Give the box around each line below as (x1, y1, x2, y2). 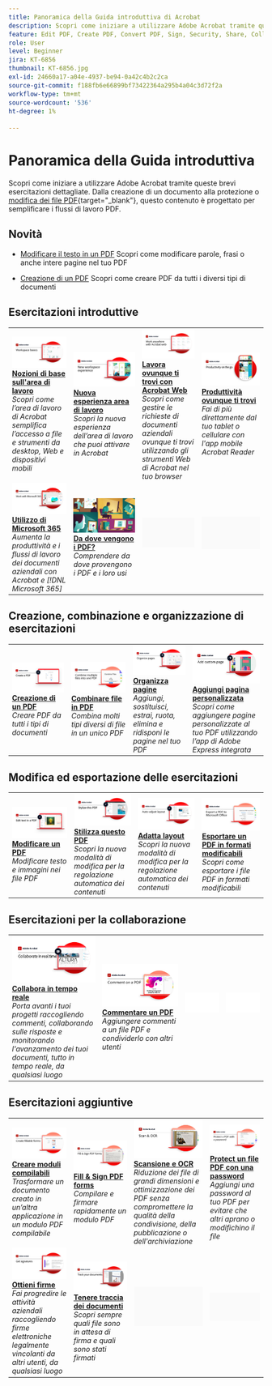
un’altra (11, 1202, 38, 1212)
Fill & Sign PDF (73, 1171, 124, 1182)
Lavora (142, 359, 166, 369)
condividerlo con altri (101, 1034, 173, 1043)
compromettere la (133, 1202, 193, 1212)
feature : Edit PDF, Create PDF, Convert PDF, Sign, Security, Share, (8, 30, 249, 38)
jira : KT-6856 (8, 56, 57, 64)
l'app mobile (201, 438, 243, 448)
